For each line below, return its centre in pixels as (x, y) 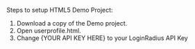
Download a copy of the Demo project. (72, 23)
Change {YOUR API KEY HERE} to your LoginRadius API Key (102, 38)
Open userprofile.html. (49, 31)
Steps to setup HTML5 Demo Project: (60, 10)
